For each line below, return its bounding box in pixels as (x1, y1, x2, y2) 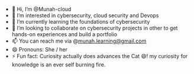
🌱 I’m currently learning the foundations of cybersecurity (11, 18, 150, 25)
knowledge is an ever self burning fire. (11, 61, 106, 68)
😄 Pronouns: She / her (11, 46, 68, 53)
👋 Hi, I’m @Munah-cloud (11, 6, 72, 12)
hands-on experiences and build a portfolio (11, 31, 117, 38)
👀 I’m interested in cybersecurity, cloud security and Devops (11, 12, 159, 19)
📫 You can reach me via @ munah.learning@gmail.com (11, 37, 147, 44)
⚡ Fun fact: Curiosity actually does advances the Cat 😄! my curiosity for (11, 53, 188, 59)
